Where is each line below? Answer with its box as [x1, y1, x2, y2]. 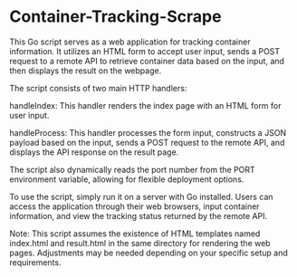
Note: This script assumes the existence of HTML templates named [9, 228, 261, 239]
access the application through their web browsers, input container [9, 201, 260, 212]
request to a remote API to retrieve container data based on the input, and [9, 55, 285, 66]
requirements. [9, 256, 62, 268]
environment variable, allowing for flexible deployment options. [9, 174, 244, 185]
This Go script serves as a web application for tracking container [9, 36, 251, 47]
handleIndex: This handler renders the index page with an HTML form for [9, 100, 283, 110]
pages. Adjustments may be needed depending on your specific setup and [9, 247, 288, 258]
